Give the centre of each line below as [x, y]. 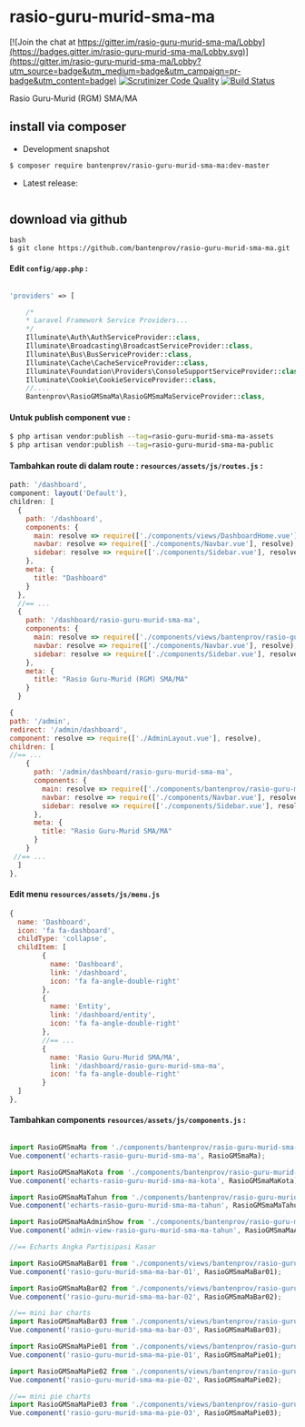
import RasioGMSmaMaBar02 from [69, 1288]
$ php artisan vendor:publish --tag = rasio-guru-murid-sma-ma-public [142, 445]
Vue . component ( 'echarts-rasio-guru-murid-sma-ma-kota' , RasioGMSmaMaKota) [154, 1180]
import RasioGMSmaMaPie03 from [69, 1405]
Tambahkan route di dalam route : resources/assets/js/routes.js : [136, 465]
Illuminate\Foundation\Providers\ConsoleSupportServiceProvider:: [154, 371]
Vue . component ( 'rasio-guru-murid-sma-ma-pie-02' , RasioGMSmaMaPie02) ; [146, 1380]
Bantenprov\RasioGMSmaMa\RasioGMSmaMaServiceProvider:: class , [146, 397]
